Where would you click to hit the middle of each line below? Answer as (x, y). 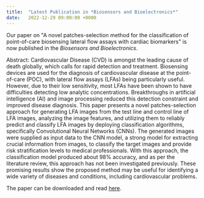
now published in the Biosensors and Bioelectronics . (72, 48)
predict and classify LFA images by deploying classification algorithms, (95, 124)
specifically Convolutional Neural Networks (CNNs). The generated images (100, 131)
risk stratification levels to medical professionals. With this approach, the (97, 150)
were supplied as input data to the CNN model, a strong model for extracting (102, 137)
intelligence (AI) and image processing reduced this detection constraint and (102, 99)
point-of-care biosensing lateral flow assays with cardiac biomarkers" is (97, 41)
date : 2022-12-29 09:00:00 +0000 (51, 18)
